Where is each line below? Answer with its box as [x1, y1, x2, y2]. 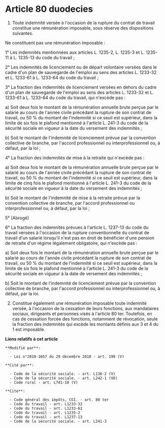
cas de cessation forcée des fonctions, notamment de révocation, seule [12, 316, 158, 321]
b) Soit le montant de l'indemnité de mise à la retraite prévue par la [5, 195, 140, 201]
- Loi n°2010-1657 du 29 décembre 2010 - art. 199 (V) [9, 354, 125, 359]
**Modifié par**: [5, 345, 41, 351]
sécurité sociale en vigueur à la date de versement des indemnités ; [5, 270, 142, 277]
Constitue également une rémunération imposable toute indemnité [12, 300, 147, 306]
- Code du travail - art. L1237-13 [9, 414, 83, 420]
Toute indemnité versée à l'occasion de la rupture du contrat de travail [12, 20, 155, 26]
